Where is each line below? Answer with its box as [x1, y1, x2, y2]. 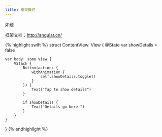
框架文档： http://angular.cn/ [5, 32, 63, 38]
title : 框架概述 [5, 7, 35, 12]
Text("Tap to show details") [31, 87, 92, 92]
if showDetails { [23, 100, 58, 105]
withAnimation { [31, 70, 65, 75]
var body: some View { [5, 56, 52, 62]
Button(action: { [23, 65, 58, 70]
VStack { [14, 61, 32, 66]
